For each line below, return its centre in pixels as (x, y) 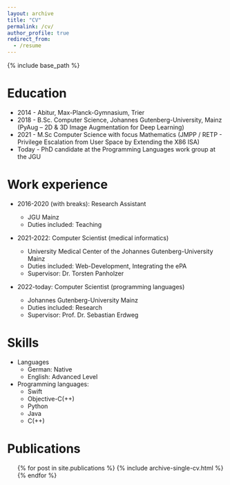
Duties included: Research (65, 307)
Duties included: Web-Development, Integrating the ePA (107, 266)
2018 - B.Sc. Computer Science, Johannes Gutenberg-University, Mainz (119, 120)
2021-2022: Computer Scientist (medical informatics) (93, 238)
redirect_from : (29, 39)
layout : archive (30, 13)
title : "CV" (24, 20)
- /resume (27, 46)
